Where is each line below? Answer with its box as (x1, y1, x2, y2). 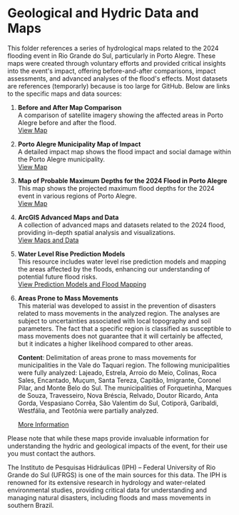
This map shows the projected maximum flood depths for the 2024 (17, 184, 215, 192)
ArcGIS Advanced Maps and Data (17, 213, 119, 221)
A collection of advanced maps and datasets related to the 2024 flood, (17, 220, 226, 229)
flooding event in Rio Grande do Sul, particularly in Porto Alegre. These (7, 51, 216, 60)
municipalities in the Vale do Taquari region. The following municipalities (17, 361, 230, 369)
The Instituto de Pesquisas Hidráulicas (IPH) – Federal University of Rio (7, 463, 216, 471)
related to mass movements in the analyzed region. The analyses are (17, 309, 220, 317)
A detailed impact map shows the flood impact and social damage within (17, 147, 232, 156)
